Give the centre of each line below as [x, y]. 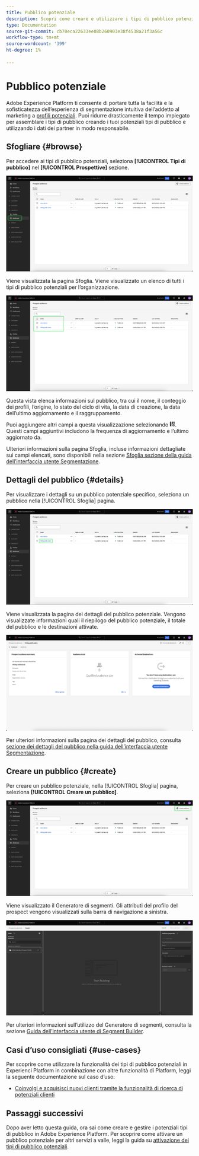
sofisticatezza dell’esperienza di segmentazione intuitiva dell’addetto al [93, 109]
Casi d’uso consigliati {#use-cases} [73, 1050]
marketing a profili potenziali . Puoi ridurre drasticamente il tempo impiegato [98, 115]
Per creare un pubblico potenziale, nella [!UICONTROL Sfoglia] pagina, [92, 785]
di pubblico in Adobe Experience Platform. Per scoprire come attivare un [94, 1133]
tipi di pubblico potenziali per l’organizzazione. [63, 287]
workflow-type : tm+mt [33, 38]
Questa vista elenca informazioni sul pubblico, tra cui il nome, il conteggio [96, 400]
